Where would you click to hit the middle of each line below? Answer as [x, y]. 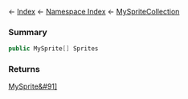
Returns [24, 69]
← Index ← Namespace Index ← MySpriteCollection [94, 12]
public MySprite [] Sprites [53, 49]
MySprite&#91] [33, 86]
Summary [28, 32]
